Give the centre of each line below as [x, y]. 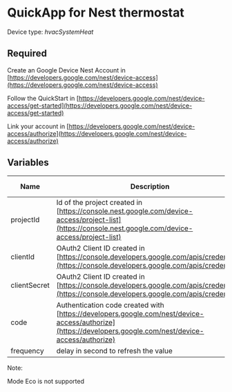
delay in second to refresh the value [114, 351]
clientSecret [30, 285]
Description [150, 186]
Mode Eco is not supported [46, 381]
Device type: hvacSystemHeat [50, 32]
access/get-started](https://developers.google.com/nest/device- [100, 106]
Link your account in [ [38, 126]
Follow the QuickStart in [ [43, 98]
